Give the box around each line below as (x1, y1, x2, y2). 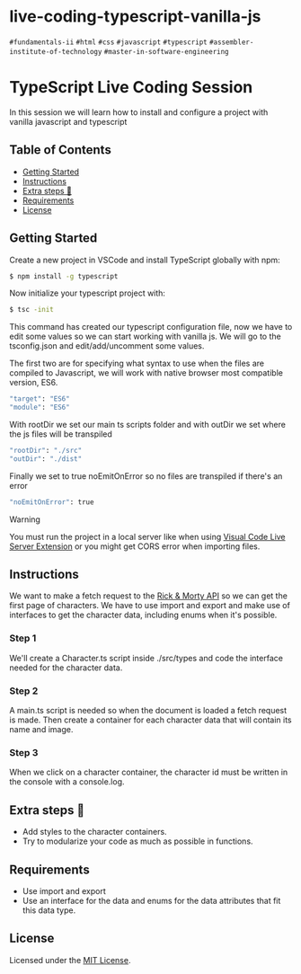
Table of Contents (9, 142, 112, 158)
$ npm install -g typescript (9, 271, 119, 280)
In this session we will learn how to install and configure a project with (9, 106, 269, 118)
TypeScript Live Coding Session (9, 77, 253, 98)
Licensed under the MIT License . (9, 954, 131, 965)
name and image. (9, 724, 74, 735)
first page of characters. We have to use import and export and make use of (9, 600, 290, 611)
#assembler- (209, 38, 254, 47)
